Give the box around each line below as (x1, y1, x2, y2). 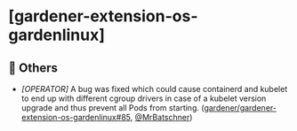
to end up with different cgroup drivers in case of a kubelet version (20, 93, 267, 104)
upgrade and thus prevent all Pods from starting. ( (20, 103, 205, 112)
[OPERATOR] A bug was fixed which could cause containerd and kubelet (20, 84, 288, 94)
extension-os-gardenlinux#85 (20, 112, 131, 122)
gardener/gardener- (203, 103, 277, 112)
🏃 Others (8, 60, 59, 75)
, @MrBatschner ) (130, 112, 193, 122)
